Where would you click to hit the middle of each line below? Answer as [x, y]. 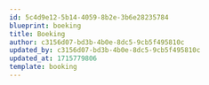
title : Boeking [37, 34]
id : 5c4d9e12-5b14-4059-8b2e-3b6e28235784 [89, 17]
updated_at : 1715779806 [53, 58]
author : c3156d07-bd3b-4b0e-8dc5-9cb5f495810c [97, 42]
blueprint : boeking [45, 26]
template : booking [43, 67]
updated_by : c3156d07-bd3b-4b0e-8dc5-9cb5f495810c [105, 50]
